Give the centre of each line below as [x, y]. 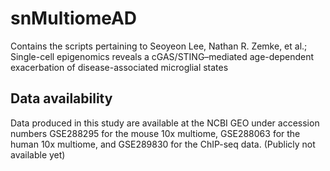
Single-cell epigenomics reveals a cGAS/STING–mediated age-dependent [162, 56]
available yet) [38, 154]
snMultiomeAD [74, 18]
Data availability [61, 98]
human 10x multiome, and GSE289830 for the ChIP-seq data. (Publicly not [163, 144]
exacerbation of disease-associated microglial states [119, 67]
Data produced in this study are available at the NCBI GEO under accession [165, 123]
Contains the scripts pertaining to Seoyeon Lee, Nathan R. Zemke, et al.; [159, 46]
